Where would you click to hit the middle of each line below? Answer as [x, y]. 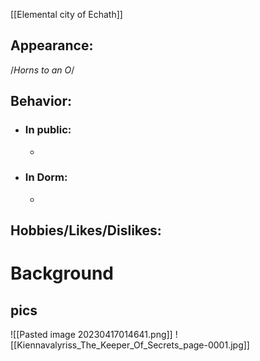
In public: [48, 130]
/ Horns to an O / [42, 70]
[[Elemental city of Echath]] [66, 14]
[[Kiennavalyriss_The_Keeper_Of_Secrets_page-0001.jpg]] [130, 345]
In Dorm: [46, 177]
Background [62, 273]
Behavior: [41, 101]
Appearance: [52, 45]
